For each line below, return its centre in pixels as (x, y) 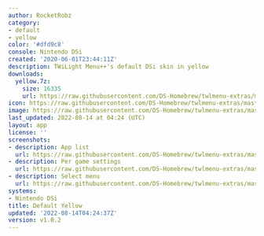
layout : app (27, 125)
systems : (22, 191)
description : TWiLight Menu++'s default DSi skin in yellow (109, 67)
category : (24, 23)
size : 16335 (42, 88)
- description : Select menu (54, 177)
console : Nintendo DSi (45, 52)
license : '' (27, 132)
